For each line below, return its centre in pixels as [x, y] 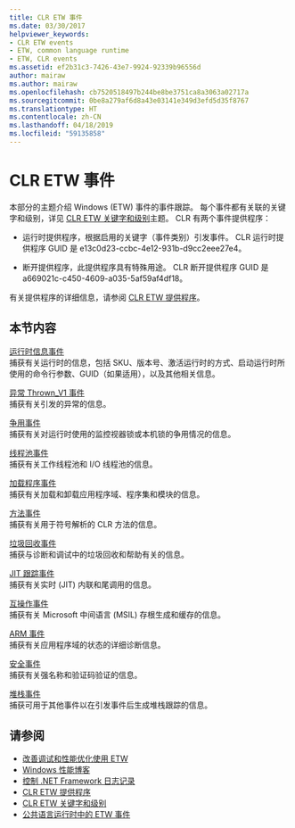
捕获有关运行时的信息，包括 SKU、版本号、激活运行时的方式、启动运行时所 [147, 362]
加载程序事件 [33, 483]
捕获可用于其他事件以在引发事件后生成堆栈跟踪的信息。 [111, 705]
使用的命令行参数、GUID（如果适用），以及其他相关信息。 [115, 373]
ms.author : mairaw [43, 84]
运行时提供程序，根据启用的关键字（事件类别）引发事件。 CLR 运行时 [149, 236]
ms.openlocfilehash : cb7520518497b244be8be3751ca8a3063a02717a [129, 92]
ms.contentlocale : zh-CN [55, 117]
